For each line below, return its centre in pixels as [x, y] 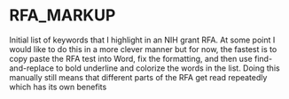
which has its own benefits [58, 87]
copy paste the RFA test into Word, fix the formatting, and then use [131, 58]
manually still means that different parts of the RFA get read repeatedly [138, 77]
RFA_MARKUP [62, 15]
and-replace [32, 68]
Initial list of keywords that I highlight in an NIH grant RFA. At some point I [142, 40]
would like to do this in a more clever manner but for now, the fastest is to [143, 49]
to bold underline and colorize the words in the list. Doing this [168, 68]
